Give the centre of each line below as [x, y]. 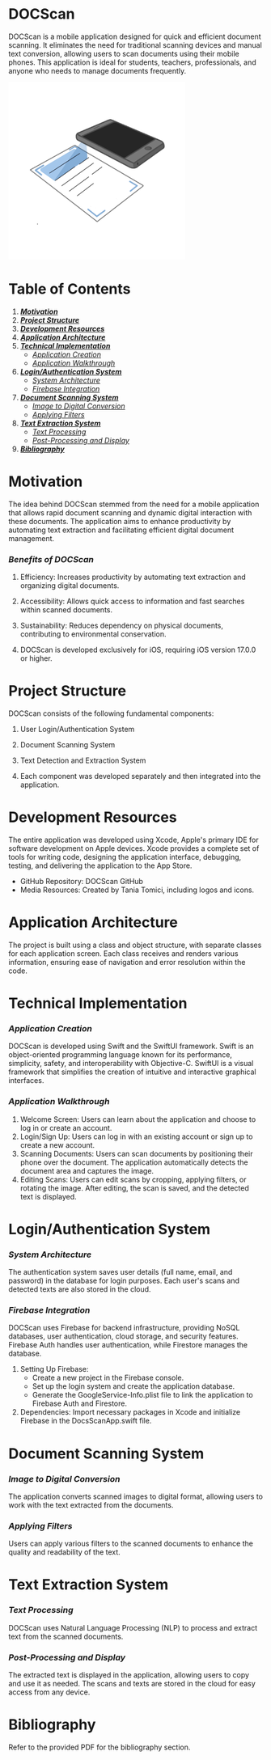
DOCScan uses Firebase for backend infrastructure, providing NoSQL [124, 1328]
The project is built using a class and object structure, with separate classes [135, 945]
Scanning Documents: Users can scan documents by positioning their [136, 1153]
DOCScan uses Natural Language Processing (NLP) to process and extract [133, 1627]
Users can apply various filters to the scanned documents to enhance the [131, 1544]
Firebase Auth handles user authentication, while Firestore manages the [128, 1345]
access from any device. [49, 1692]
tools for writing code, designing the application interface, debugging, [125, 857]
